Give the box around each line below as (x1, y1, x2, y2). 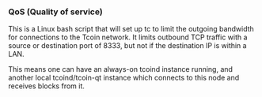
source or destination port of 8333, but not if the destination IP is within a (8, 41, 247, 50)
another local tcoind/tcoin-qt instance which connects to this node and (8, 73, 240, 83)
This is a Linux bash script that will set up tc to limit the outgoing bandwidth (8, 24, 255, 34)
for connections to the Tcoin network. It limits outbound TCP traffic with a (8, 32, 248, 42)
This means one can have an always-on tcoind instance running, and (8, 65, 234, 74)
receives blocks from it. (8, 81, 85, 91)
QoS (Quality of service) (8, 6, 103, 17)
